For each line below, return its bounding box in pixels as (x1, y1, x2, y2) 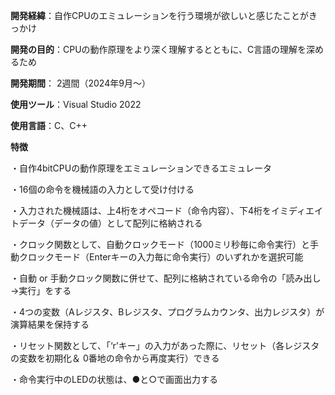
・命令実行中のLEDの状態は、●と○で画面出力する (10, 374, 219, 385)
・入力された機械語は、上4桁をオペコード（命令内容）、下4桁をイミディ (10, 205, 307, 216)
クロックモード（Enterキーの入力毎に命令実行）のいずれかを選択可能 (18, 251, 304, 263)
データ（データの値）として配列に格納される (18, 217, 203, 229)
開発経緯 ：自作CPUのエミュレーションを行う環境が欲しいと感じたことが (10, 10, 310, 21)
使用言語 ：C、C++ (10, 120, 88, 131)
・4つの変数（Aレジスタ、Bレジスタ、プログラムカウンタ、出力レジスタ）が (10, 306, 325, 318)
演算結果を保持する (10, 319, 90, 330)
